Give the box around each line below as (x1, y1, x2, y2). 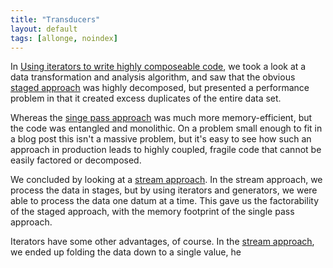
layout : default (10, 24, 78, 34)
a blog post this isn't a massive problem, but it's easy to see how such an (10, 133, 312, 145)
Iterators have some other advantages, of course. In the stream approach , (10, 236, 315, 248)
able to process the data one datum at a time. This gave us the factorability (10, 195, 320, 207)
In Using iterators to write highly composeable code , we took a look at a (10, 61, 307, 73)
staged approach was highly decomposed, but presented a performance (10, 82, 310, 94)
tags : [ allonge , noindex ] (10, 33, 118, 43)
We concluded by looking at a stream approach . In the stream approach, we (10, 174, 323, 186)
